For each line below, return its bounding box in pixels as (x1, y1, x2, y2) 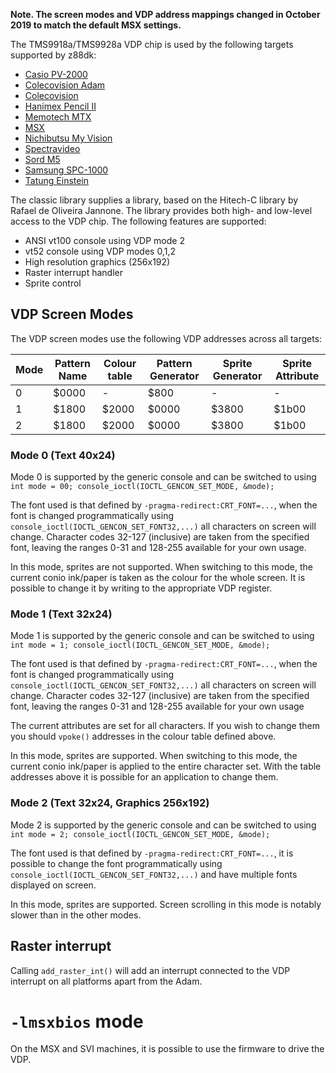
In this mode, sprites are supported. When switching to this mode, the (10, 750, 298, 762)
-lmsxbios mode (10, 1010, 144, 1033)
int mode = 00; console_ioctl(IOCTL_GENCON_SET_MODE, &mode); (10, 482, 275, 492)
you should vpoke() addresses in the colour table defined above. (10, 730, 277, 743)
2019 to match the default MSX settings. (10, 19, 182, 31)
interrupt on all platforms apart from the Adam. (10, 975, 203, 987)
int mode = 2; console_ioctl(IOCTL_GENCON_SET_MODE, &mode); (10, 829, 271, 839)
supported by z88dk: (10, 49, 97, 61)
